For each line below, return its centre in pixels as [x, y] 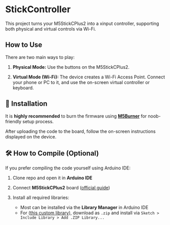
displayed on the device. [31, 136]
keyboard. [23, 88]
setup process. [38, 121]
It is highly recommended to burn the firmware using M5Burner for [76, 116]
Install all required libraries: [41, 198]
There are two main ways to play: [40, 57]
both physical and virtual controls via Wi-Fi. [51, 29]
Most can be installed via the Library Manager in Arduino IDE [84, 208]
